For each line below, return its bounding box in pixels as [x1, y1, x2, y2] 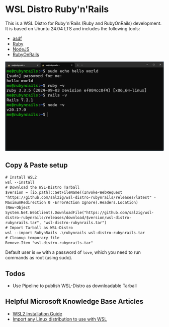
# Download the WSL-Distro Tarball [5, 185, 80, 190]
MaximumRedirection [5, 200, 46, 205]
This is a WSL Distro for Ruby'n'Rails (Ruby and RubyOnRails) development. [5, 20, 162, 26]
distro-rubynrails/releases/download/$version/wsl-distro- [5, 215, 132, 221]
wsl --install [5, 180, 35, 185]
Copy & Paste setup [5, 160, 68, 170]
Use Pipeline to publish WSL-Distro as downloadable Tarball [12, 283, 137, 289]
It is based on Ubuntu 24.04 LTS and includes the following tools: [5, 25, 140, 31]
